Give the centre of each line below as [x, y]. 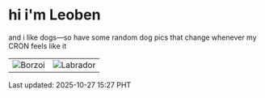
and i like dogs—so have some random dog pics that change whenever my [132, 37]
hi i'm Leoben [55, 15]
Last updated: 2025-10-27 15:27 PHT [70, 85]
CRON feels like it [38, 45]
